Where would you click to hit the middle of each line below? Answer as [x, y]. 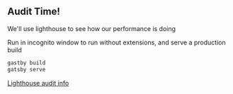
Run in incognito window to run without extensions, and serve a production [116, 42]
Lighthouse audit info [38, 83]
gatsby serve [27, 69]
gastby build [27, 63]
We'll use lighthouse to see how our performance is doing [91, 28]
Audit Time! [34, 12]
